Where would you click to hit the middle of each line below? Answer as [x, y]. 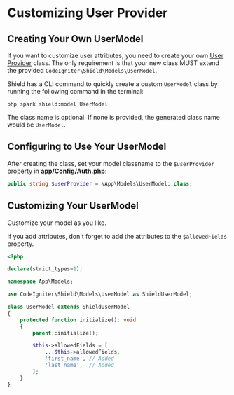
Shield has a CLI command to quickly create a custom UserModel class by [113, 84]
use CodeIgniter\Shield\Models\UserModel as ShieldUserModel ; [100, 294]
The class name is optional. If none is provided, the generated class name [114, 117]
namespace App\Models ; [40, 282]
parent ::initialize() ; [66, 333]
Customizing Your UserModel [73, 206]
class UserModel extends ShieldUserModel [69, 307]
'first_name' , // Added [79, 359]
